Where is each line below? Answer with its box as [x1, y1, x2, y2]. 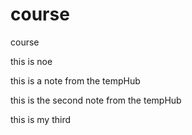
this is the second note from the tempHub [10, 94, 182, 106]
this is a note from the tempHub [10, 74, 141, 87]
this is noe [10, 55, 53, 67]
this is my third [10, 113, 72, 125]
